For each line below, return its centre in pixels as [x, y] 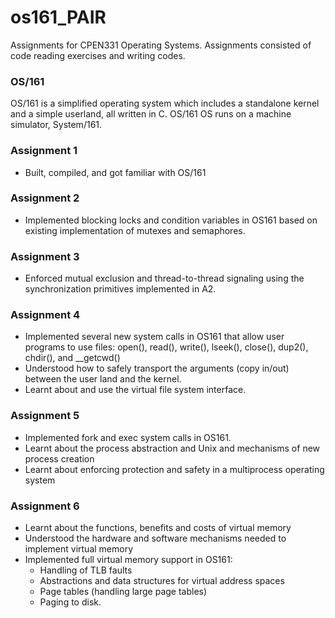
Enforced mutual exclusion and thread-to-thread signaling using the [164, 278]
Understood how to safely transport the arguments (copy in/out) [157, 368]
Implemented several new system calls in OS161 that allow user [154, 337]
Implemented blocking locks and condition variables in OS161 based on [171, 220]
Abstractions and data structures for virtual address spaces [162, 581]
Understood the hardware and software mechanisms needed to [155, 538]
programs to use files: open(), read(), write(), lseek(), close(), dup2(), [166, 347]
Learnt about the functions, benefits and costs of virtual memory [158, 528]
